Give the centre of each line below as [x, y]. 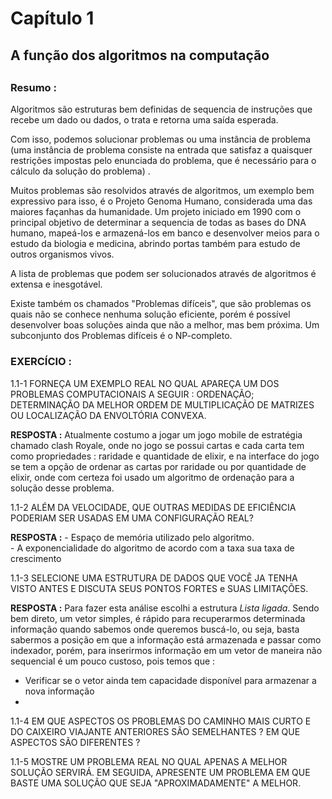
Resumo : [33, 87]
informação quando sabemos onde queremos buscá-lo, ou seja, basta [155, 629]
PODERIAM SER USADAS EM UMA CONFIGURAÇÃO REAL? [132, 518]
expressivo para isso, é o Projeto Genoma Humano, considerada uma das [161, 201]
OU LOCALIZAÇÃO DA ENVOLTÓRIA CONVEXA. [108, 415]
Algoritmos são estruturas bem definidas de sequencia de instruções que [161, 109]
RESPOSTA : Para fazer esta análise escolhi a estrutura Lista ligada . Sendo [165, 608]
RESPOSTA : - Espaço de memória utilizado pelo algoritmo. [132, 537]
